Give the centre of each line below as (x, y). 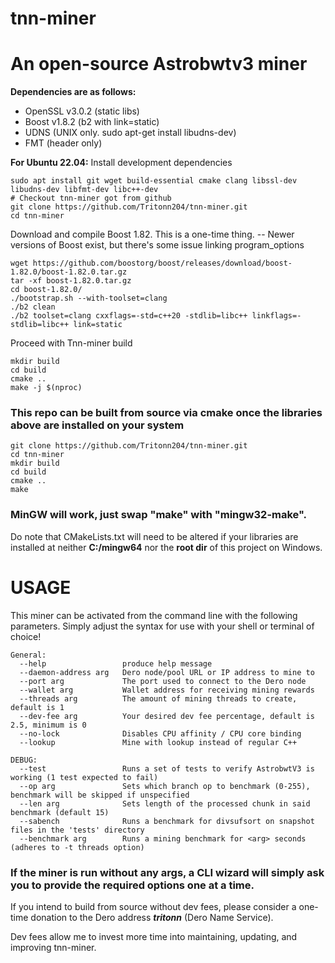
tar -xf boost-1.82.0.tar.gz (71, 281)
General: (28, 655)
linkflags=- (276, 316)
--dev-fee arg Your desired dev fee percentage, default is (167, 716)
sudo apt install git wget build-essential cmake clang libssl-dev (154, 181)
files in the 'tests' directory (77, 830)
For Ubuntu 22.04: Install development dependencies (121, 163)
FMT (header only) (63, 143)
